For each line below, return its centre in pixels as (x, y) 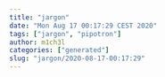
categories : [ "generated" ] (59, 50)
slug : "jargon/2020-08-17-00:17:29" (77, 58)
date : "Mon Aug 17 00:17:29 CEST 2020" (83, 26)
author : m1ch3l (37, 42)
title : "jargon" (39, 17)
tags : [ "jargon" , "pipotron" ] (66, 34)
